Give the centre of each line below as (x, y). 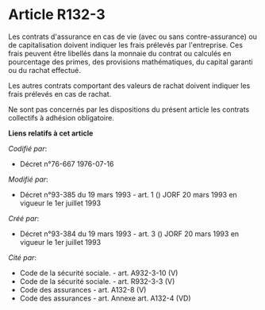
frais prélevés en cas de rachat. (60, 94)
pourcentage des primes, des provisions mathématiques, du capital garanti (131, 62)
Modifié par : (29, 179)
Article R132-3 (57, 15)
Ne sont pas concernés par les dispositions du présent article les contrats (129, 109)
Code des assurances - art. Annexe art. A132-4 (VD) (106, 298)
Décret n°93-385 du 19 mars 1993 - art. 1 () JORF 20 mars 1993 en (129, 194)
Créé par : (24, 218)
